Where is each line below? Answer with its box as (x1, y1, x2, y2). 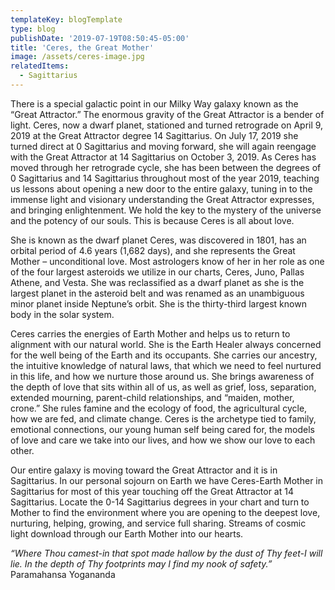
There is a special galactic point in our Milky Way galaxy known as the (10, 97, 299, 110)
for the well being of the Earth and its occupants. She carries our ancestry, (10, 349, 318, 361)
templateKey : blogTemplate (10, 14, 123, 25)
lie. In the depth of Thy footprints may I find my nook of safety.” (10, 557, 273, 570)
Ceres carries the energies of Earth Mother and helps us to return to (10, 327, 291, 340)
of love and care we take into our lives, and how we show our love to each (10, 434, 316, 446)
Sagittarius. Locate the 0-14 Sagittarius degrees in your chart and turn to (10, 496, 310, 508)
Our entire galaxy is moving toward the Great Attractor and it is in (10, 464, 278, 476)
